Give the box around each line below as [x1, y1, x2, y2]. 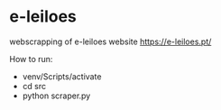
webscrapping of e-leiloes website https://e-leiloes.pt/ [9, 36, 212, 47]
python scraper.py [22, 90, 91, 101]
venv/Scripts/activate [22, 70, 102, 82]
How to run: [9, 53, 53, 64]
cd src [22, 80, 47, 91]
